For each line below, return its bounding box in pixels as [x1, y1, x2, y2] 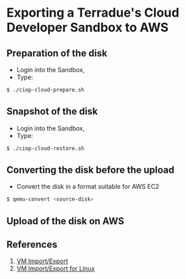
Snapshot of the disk [6, 105, 99, 117]
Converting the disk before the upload [6, 164, 175, 176]
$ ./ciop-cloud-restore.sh [6, 144, 85, 152]
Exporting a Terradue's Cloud [6, 5, 180, 21]
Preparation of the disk [6, 47, 108, 59]
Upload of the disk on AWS [6, 215, 124, 227]
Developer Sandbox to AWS [6, 19, 169, 35]
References [6, 239, 58, 251]
